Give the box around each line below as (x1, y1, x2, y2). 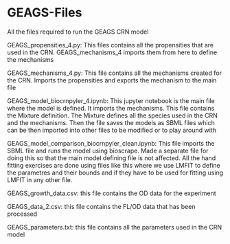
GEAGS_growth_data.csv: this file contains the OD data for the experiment (7, 189, 216, 197)
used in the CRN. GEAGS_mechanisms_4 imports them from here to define (7, 48, 218, 56)
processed (7, 210, 38, 218)
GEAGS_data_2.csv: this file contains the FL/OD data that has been (7, 202, 196, 210)
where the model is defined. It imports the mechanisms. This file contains (7, 104, 215, 112)
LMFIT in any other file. (7, 175, 73, 184)
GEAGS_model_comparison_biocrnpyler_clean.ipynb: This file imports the (7, 139, 215, 147)
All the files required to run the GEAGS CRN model (7, 27, 149, 36)
